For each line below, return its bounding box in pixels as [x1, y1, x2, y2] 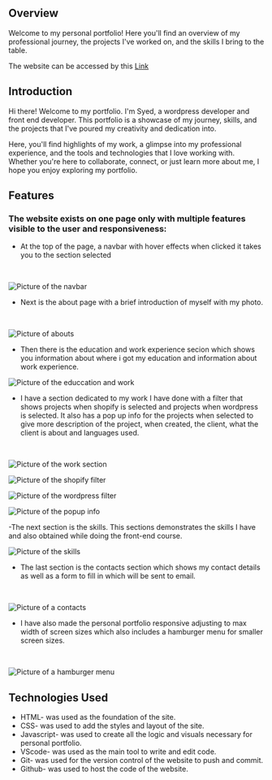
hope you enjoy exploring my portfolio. [8, 165, 138, 175]
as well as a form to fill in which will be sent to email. [19, 571, 196, 581]
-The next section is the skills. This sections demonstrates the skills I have [8, 522, 256, 532]
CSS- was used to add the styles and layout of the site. [19, 721, 205, 730]
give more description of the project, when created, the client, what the [19, 419, 259, 429]
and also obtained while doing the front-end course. [8, 531, 183, 541]
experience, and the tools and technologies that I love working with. [8, 148, 235, 158]
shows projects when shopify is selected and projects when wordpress [19, 402, 258, 412]
